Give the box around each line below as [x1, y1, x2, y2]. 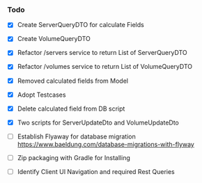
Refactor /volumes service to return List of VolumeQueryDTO [17, 63, 193, 71]
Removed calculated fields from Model [17, 77, 129, 85]
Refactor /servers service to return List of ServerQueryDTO [17, 49, 187, 57]
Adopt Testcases [17, 90, 66, 99]
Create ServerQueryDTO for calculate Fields [17, 21, 144, 29]
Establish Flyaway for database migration [17, 132, 136, 141]
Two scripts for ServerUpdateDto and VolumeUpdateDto [17, 118, 180, 127]
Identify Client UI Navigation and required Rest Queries [17, 167, 176, 175]
